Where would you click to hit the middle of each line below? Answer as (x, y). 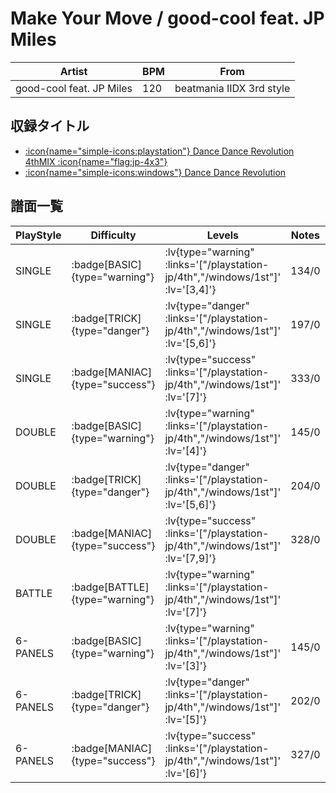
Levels (223, 235)
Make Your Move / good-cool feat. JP (167, 18)
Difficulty (113, 235)
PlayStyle (38, 235)
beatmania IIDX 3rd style (232, 88)
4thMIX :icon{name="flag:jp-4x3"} (96, 161)
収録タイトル (50, 126)
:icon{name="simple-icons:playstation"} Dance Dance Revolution (159, 151)
